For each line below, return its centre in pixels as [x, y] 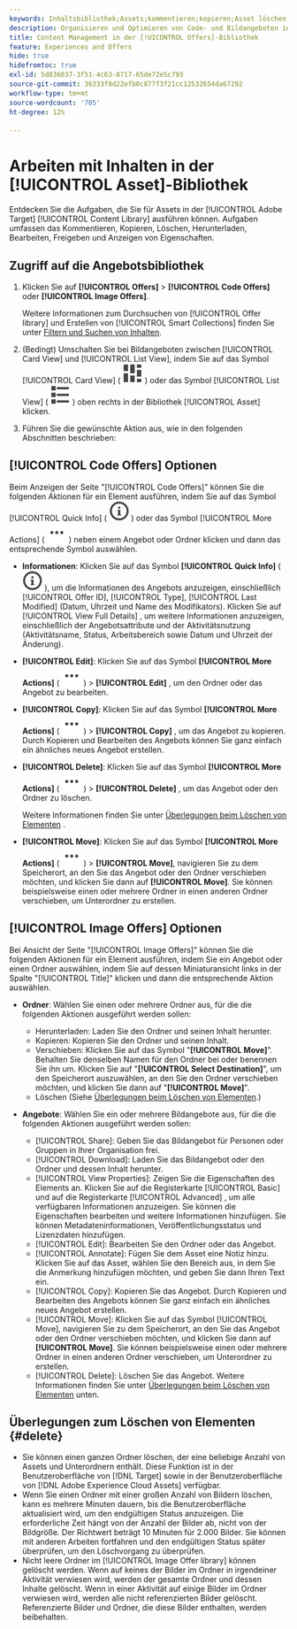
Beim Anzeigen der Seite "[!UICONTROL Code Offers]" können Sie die [137, 487]
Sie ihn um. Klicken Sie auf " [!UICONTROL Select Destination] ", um [158, 1068]
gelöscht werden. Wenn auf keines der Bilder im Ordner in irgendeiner [149, 1570]
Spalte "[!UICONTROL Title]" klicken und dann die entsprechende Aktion [141, 978]
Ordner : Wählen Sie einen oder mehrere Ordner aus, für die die [137, 1004]
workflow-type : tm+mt [49, 93]
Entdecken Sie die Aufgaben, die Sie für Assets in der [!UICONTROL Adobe [146, 210]
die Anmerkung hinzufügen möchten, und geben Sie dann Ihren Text [160, 1272]
